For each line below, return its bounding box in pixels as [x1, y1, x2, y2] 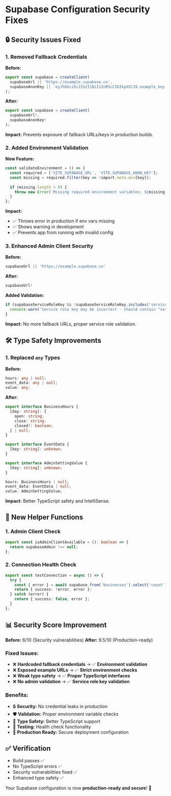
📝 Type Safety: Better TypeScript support [12, 718, 101, 725]
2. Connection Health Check [5, 561, 77, 568]
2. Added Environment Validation [5, 144, 89, 151]
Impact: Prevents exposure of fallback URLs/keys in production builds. [5, 131, 154, 137]
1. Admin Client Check [5, 528, 61, 535]
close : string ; [14, 418, 47, 424]
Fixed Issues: [5, 650, 39, 657]
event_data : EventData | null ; [5, 484, 72, 489]
